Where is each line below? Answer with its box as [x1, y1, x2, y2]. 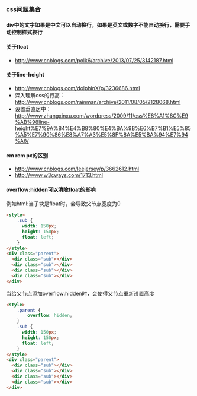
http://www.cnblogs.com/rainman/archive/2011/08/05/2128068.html [14, 98, 181, 105]
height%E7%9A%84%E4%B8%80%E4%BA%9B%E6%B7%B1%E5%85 [14, 125, 191, 132]
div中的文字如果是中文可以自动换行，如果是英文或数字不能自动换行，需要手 [6, 21, 190, 28]
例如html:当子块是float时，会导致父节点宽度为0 [6, 200, 121, 207]
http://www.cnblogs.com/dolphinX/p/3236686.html [14, 84, 140, 91]
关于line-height [6, 71, 44, 78]
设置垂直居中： [14, 105, 51, 112]
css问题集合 [6, 5, 41, 13]
